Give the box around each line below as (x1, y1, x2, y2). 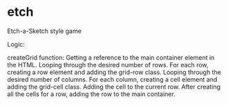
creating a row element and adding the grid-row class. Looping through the (7, 68, 221, 76)
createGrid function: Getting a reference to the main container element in (7, 53, 215, 62)
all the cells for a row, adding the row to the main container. (7, 90, 176, 98)
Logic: (7, 40, 26, 48)
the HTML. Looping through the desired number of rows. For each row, (7, 60, 209, 69)
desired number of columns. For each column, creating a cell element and (7, 75, 218, 83)
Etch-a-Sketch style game (7, 27, 82, 35)
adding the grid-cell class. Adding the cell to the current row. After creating (7, 82, 221, 91)
